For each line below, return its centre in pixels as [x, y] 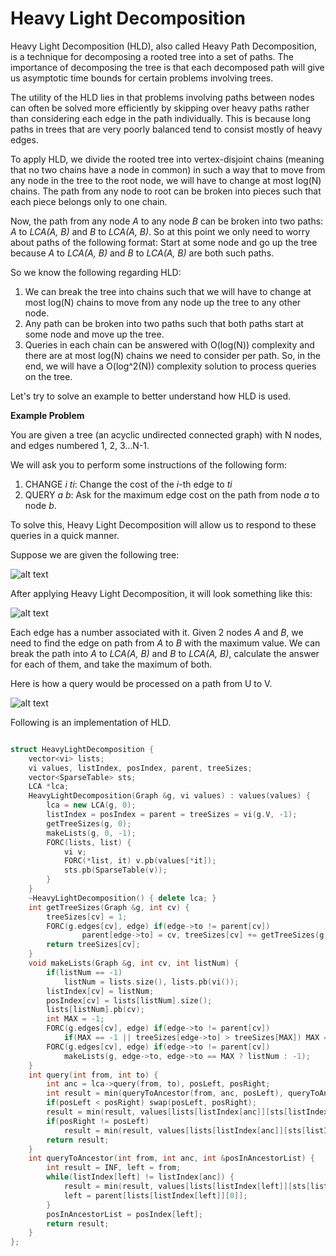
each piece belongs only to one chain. [89, 201]
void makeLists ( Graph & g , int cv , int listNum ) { [134, 963]
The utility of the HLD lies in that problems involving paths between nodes [162, 97]
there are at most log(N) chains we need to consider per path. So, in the [172, 355]
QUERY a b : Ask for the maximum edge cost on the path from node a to [172, 494]
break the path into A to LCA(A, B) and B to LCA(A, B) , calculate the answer [165, 653]
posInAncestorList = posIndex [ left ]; [124, 1214]
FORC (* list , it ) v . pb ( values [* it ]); [140, 861]
